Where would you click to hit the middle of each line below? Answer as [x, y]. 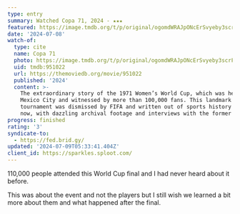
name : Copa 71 [35, 54]
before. [18, 181]
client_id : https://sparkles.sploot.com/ [70, 153]
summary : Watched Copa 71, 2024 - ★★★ [65, 21]
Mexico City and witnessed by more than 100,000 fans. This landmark [126, 101]
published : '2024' [41, 80]
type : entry [25, 14]
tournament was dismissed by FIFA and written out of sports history [126, 107]
